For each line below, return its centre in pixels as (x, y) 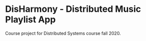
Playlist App (31, 20)
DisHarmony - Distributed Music (73, 9)
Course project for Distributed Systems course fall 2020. (63, 33)
